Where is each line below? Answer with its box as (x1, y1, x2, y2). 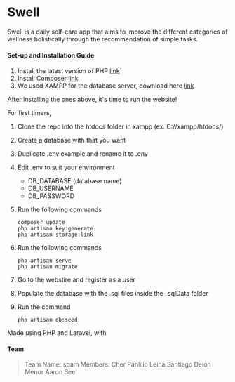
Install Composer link (17, 74, 79, 83)
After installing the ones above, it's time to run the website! (7, 95, 177, 104)
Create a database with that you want (17, 136, 126, 145)
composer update (17, 219, 65, 226)
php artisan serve (17, 257, 72, 264)
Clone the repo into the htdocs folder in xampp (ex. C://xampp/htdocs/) (17, 122, 224, 131)
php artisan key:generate (17, 225, 93, 232)
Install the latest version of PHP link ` (17, 67, 122, 75)
